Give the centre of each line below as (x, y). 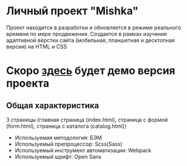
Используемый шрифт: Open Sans (58, 156)
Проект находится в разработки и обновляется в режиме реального (94, 27)
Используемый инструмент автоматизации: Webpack (83, 150)
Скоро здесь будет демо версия (91, 71)
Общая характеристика (53, 105)
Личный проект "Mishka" (72, 11)
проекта (28, 83)
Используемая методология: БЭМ (58, 137)
